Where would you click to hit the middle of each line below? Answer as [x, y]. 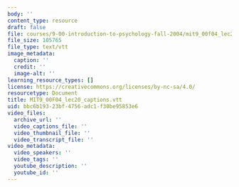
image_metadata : [31, 54]
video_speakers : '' [43, 153]
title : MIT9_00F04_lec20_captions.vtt [65, 100]
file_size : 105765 [34, 41]
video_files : [27, 113]
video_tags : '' [36, 160]
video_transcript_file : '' [54, 139]
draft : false [27, 27]
